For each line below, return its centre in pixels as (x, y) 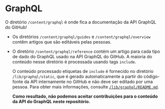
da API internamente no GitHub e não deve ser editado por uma (88, 82)
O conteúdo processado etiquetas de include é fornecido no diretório (83, 71)
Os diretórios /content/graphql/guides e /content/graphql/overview (82, 37)
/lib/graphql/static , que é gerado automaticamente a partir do (77, 76)
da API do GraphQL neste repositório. (51, 101)
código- (152, 76)
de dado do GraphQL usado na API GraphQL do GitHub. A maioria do (82, 56)
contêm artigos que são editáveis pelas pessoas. (62, 42)
